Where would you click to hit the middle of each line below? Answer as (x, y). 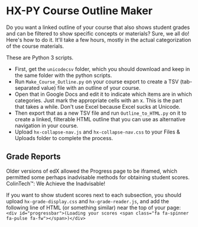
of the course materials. (35, 46)
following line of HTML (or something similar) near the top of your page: (94, 207)
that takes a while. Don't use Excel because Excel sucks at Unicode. (98, 106)
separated (27, 87)
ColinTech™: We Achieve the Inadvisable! (56, 183)
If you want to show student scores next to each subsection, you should (94, 195)
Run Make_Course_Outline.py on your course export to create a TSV (97, 82)
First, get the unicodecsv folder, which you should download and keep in (102, 69)
